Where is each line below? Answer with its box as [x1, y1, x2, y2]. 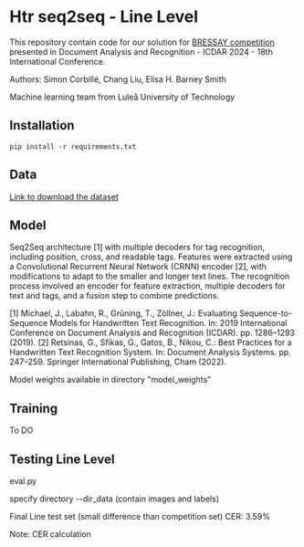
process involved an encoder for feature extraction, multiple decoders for [9, 280, 286, 291]
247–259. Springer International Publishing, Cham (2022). [9, 356, 226, 367]
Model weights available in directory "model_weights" [9, 374, 212, 385]
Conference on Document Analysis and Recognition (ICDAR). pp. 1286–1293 [9, 327, 295, 339]
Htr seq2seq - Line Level [9, 6, 199, 27]
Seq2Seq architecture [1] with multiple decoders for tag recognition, [9, 242, 266, 253]
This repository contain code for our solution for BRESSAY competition [9, 37, 276, 47]
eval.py [9, 476, 37, 486]
